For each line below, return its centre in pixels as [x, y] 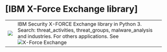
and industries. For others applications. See [68, 36]
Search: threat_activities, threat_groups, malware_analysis [85, 30]
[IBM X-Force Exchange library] [72, 9]
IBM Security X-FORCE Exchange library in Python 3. [80, 24]
